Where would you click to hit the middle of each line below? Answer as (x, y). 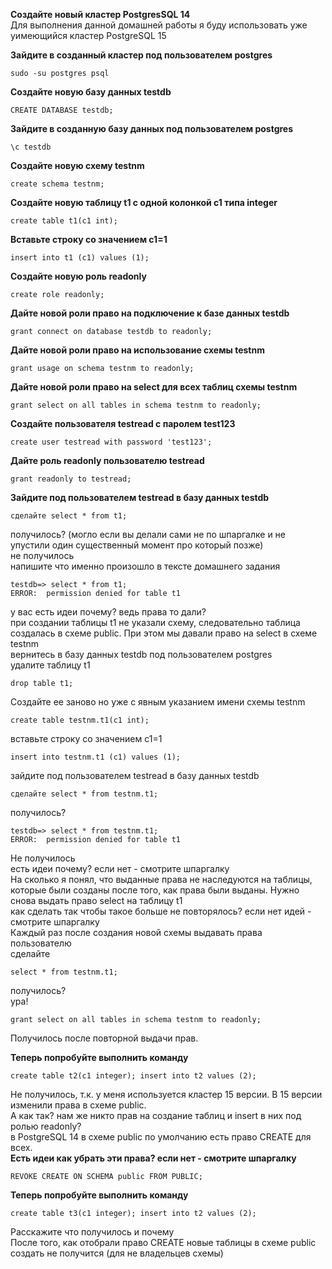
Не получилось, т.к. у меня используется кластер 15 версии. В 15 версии (166, 1094)
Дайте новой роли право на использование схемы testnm (137, 350)
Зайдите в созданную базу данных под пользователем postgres (152, 128)
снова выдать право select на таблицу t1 (96, 900)
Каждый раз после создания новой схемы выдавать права (136, 932)
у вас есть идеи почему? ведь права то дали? (108, 612)
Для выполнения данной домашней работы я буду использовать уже (159, 25)
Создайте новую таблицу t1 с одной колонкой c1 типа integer (144, 202)
